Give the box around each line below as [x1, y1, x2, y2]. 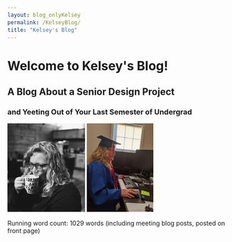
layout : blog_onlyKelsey [7, 11, 81, 18]
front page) [7, 226, 40, 235]
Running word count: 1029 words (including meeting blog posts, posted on [7, 219, 226, 228]
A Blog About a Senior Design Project [7, 86, 175, 98]
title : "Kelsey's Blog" [7, 26, 78, 33]
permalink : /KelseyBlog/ [7, 18, 81, 26]
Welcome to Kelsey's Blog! [7, 57, 169, 74]
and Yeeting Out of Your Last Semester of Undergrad [7, 107, 193, 117]
